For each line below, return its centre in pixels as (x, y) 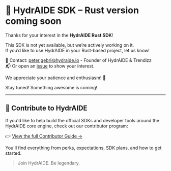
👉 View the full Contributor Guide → (44, 136)
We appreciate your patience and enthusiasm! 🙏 (55, 78)
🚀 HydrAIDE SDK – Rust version (72, 10)
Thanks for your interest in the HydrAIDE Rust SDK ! (59, 35)
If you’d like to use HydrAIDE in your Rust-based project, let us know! (78, 50)
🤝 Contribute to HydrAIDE (46, 108)
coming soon (33, 21)
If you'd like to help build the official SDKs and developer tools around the (82, 120)
